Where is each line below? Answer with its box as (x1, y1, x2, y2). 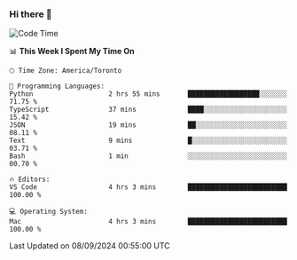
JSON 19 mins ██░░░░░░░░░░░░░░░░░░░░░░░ (9, 121, 288, 130)
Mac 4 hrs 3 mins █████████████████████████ (9, 217, 288, 226)
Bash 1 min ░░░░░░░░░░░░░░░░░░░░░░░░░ (9, 152, 288, 161)
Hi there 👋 (9, 8, 53, 20)
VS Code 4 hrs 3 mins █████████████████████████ (9, 183, 288, 192)
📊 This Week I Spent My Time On (9, 46, 135, 57)
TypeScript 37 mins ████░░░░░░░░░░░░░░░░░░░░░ (9, 106, 288, 114)
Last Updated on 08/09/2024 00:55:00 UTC (9, 240, 170, 251)
